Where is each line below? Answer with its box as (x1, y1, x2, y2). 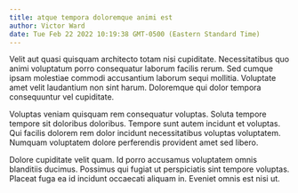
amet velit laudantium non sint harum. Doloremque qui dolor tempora (9, 82, 262, 93)
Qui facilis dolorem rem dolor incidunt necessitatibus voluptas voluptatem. (9, 128, 281, 139)
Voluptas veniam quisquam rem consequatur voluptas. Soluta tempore (9, 109, 267, 120)
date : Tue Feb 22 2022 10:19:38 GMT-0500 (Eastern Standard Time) (9, 29, 261, 38)
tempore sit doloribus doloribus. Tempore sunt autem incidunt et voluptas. (9, 118, 281, 129)
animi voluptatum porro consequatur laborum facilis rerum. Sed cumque (9, 63, 274, 74)
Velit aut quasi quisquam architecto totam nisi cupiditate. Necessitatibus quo (9, 54, 290, 65)
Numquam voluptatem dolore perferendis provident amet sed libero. (9, 137, 259, 148)
